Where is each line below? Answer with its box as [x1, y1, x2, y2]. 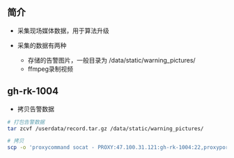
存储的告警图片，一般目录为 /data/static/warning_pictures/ [27, 56, 196, 64]
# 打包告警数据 [7, 118, 45, 125]
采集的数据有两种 [17, 41, 67, 49]
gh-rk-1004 [7, 86, 59, 97]
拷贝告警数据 [17, 104, 54, 113]
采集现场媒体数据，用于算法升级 [17, 26, 109, 35]
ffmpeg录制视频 [27, 65, 73, 73]
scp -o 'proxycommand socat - [7, 144, 95, 151]
